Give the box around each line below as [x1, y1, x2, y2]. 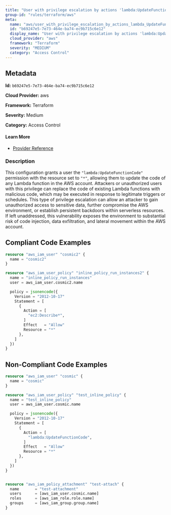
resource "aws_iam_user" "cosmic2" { [5, 252, 85, 257]
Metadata [5, 69, 37, 78]
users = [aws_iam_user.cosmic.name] [10, 491, 99, 496]
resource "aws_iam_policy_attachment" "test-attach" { [5, 481, 124, 487]
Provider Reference [12, 145, 53, 151]
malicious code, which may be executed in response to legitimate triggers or [5, 191, 165, 197]
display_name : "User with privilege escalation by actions [10, 31, 138, 36]
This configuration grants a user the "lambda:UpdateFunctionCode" [5, 169, 144, 175]
